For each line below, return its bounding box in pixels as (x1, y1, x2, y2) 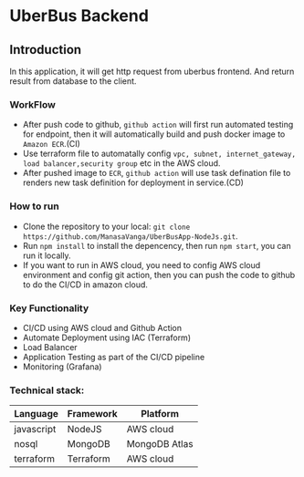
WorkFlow (9, 98, 57, 110)
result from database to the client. (9, 76, 137, 87)
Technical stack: (9, 384, 85, 397)
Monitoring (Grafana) (22, 361, 102, 372)
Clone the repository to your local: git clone (22, 221, 191, 232)
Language (14, 408, 59, 420)
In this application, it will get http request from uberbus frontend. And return (9, 66, 295, 77)
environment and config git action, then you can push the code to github (22, 269, 296, 280)
